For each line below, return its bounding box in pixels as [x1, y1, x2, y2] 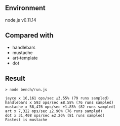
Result [5, 74, 26, 83]
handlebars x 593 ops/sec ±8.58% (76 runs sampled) [5, 100, 114, 105]
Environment [5, 4, 46, 12]
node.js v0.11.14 [5, 17, 37, 23]
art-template [12, 55, 38, 61]
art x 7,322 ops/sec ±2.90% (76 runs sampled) [5, 109, 103, 114]
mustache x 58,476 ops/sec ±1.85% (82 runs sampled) [5, 104, 116, 110]
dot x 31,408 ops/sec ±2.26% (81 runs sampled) [5, 113, 105, 118]
